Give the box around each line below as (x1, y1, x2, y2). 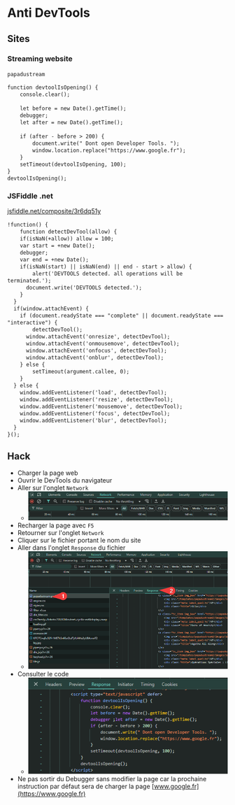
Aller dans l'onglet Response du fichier (17, 543, 126, 552)
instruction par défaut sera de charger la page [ (17, 782, 155, 791)
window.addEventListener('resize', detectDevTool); (20, 397, 173, 404)
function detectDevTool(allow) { (20, 229, 117, 236)
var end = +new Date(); (20, 257, 90, 264)
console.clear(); (20, 91, 71, 98)
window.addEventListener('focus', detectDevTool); (20, 411, 171, 418)
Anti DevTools (7, 5, 91, 21)
